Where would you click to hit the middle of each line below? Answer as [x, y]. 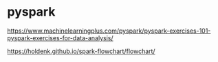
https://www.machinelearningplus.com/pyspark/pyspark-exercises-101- [109, 31]
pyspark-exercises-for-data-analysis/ [60, 37]
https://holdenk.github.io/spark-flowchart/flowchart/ [81, 51]
